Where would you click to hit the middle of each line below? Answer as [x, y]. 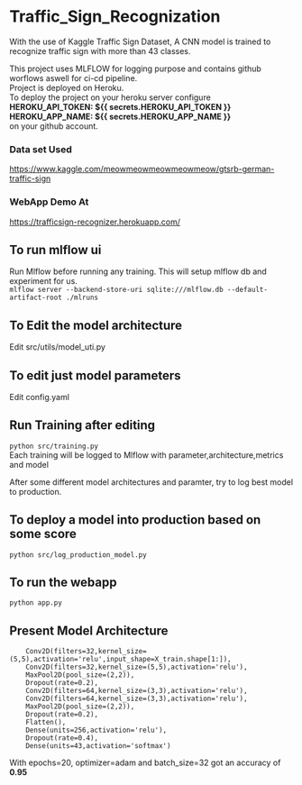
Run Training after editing [82, 425]
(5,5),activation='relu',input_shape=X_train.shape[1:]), [120, 660]
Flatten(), [46, 723]
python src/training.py [54, 446]
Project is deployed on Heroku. [67, 87]
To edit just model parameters [96, 375]
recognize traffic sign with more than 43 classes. [100, 50]
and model [29, 464]
